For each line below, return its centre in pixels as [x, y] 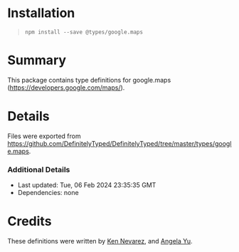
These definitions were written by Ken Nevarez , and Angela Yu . [100, 241]
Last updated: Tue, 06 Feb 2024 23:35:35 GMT [87, 185]
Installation [41, 13]
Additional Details [39, 169]
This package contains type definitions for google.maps [89, 80]
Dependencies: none [48, 193]
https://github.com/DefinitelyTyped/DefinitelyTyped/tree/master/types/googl [119, 143]
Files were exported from [44, 136]
